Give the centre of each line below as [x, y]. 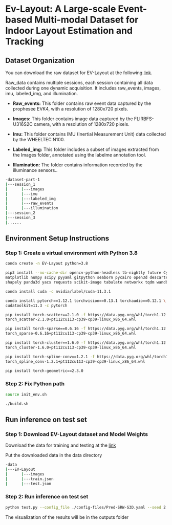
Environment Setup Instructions [57, 238]
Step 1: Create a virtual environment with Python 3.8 [72, 253]
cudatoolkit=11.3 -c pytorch [36, 305]
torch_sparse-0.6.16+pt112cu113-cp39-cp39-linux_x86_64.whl [71, 334]
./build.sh [17, 404]
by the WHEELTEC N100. [39, 139]
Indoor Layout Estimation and [69, 31]
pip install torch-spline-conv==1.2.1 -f [50, 357]
